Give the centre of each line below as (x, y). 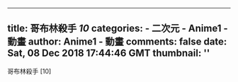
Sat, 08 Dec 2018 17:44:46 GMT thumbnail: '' (109, 53)
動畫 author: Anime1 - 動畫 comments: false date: (117, 42)
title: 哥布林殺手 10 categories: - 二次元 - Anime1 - (118, 29)
